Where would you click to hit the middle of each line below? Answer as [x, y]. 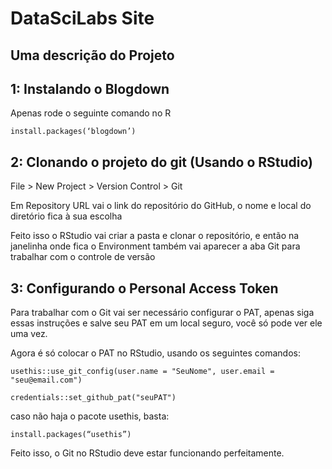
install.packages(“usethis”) [71, 435]
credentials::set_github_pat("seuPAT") [93, 398]
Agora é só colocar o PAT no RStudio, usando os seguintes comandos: [155, 353]
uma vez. [29, 334]
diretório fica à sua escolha [66, 216]
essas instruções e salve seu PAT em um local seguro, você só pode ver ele [166, 323]
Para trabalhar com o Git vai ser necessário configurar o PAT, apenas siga [162, 313]
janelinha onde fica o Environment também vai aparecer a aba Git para [155, 246]
